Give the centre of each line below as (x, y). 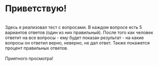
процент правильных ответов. (37, 48)
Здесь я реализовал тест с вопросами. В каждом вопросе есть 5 (74, 27)
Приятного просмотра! (29, 58)
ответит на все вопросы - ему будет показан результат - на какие (74, 38)
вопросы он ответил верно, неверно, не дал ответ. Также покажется (77, 43)
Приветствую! (36, 9)
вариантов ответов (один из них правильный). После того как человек (79, 32)
